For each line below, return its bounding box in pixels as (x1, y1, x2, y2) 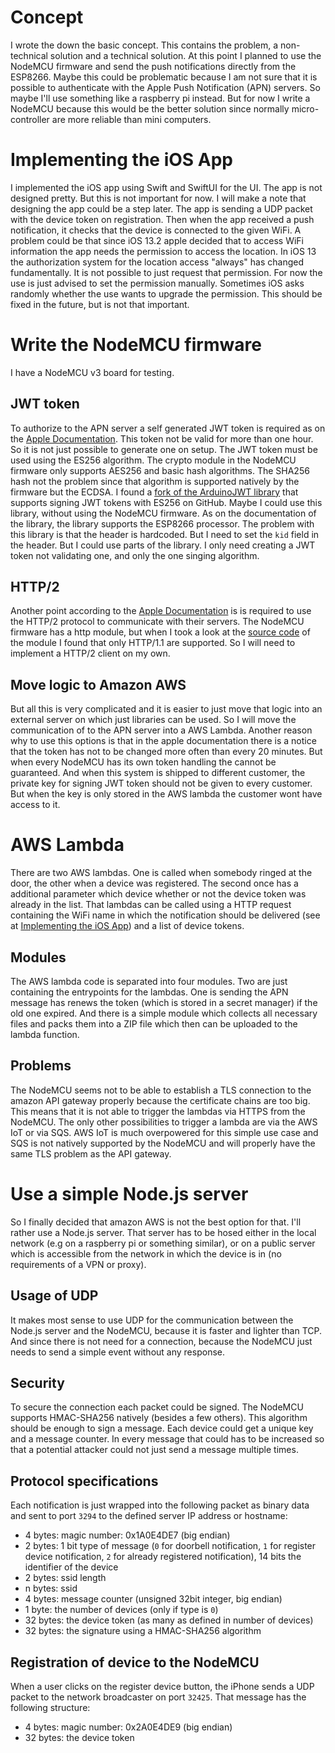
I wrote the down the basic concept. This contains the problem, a (10, 39, 279, 51)
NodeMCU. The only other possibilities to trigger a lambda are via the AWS (10, 1116, 318, 1128)
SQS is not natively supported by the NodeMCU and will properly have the (10, 1137, 316, 1149)
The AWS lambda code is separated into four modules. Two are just (10, 976, 288, 987)
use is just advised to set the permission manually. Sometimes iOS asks (10, 277, 305, 289)
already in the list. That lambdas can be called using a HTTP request (10, 899, 292, 911)
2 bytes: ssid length (24, 1572, 107, 1584)
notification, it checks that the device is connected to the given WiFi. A (10, 224, 302, 236)
